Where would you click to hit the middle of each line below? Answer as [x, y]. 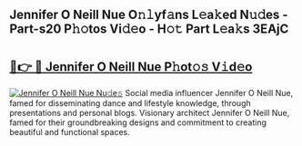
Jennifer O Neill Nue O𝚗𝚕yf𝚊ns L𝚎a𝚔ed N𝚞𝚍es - [149, 15]
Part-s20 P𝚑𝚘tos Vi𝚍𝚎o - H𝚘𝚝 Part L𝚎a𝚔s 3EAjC [149, 29]
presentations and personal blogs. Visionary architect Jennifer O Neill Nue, [150, 113]
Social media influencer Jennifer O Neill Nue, [209, 93]
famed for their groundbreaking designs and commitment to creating [138, 122]
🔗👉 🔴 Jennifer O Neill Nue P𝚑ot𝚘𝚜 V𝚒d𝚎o [131, 67]
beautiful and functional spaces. [70, 132]
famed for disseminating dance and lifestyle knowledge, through [131, 103]
